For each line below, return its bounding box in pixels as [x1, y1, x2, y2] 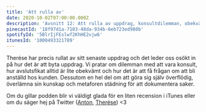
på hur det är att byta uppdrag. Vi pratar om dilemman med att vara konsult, [6, 61, 197, 68]
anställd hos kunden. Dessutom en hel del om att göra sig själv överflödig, [6, 74, 193, 81]
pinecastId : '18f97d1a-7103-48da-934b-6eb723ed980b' [6, 26, 144, 32]
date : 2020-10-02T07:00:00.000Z [6, 15, 89, 21]
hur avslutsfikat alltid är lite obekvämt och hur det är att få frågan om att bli [6, 67, 196, 74]
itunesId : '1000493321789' [6, 37, 75, 43]
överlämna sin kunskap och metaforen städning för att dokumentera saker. [6, 80, 195, 88]
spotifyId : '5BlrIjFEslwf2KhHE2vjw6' [6, 32, 103, 38]
